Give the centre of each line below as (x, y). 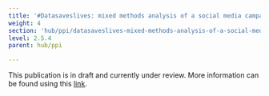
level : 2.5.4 (30, 38)
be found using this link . (48, 84)
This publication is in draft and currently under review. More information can (134, 75)
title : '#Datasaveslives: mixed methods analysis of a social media (125, 16)
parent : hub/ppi (35, 46)
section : (23, 30)
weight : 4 (25, 23)
